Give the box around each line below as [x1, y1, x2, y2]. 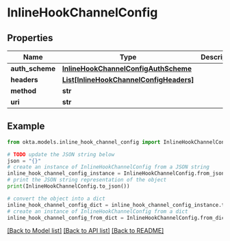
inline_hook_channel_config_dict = [7, 201, 109, 208]
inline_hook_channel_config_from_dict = [7, 214, 125, 221]
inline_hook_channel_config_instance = [7, 170, 121, 177]
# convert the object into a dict [7, 195, 106, 202]
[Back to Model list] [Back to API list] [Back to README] [7, 227, 164, 235]
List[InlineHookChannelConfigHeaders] [62, 75, 194, 84]
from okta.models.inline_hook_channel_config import [7, 138, 161, 145]
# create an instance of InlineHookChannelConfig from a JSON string [7, 164, 210, 170]
